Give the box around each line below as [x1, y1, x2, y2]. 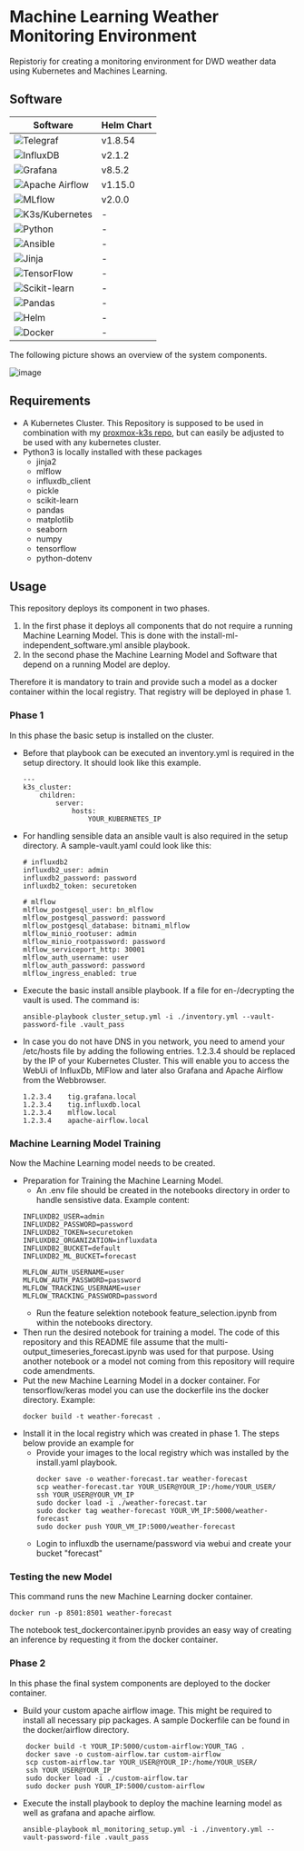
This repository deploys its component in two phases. [9, 602, 211, 614]
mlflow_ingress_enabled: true [22, 969, 138, 978]
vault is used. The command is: [22, 994, 140, 1005]
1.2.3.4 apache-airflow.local [22, 1116, 150, 1125]
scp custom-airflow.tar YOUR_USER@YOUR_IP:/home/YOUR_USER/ [25, 1757, 258, 1766]
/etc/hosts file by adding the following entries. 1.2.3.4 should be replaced [22, 1045, 296, 1056]
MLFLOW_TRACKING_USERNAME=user [22, 1283, 142, 1292]
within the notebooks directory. [35, 1317, 153, 1328]
